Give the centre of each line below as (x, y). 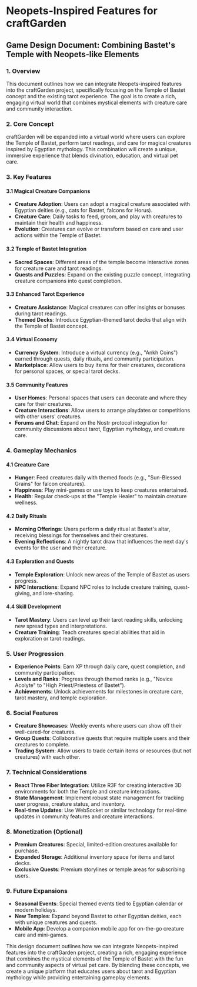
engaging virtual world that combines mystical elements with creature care (96, 102)
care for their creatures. (43, 404)
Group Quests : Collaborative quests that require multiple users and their (102, 738)
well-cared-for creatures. (45, 732)
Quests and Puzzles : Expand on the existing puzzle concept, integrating (103, 274)
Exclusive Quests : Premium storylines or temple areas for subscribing (100, 869)
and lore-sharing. (53, 593)
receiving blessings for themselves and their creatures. (81, 535)
